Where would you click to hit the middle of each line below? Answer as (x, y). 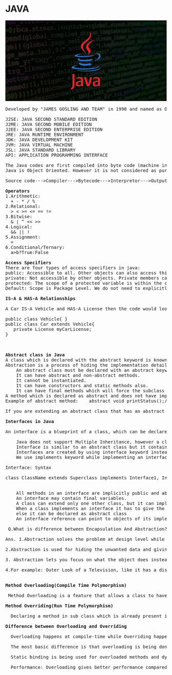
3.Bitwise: (19, 217)
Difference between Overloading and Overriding (66, 626)
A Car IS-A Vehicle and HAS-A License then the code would (81, 309)
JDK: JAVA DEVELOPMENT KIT (39, 140)
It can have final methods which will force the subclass (90, 391)
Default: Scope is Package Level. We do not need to (73, 288)
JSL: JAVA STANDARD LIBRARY (40, 150)
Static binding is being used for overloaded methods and (85, 657)
